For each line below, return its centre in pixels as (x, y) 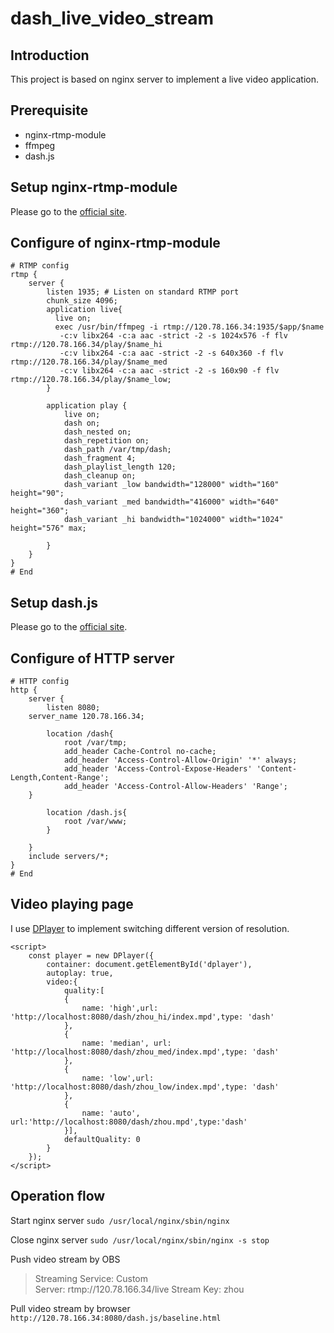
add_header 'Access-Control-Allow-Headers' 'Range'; (175, 787)
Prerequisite (49, 110)
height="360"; (40, 511)
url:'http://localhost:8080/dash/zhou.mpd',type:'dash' (129, 1122)
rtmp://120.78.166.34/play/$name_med (89, 362)
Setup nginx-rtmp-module (94, 187)
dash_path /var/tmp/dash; (117, 450)
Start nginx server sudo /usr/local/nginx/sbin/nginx (120, 1220)
